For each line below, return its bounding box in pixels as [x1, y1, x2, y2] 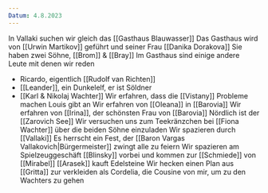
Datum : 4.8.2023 [8, 11, 62, 20]
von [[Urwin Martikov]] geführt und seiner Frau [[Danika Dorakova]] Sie [8, 41, 242, 52]
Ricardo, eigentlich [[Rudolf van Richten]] [19, 74, 156, 83]
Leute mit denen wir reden [8, 59, 95, 68]
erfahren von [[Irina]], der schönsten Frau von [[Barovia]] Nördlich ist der [19, 108, 260, 118]
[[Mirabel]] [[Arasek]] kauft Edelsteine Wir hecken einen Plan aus [19, 158, 234, 168]
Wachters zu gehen [19, 176, 85, 185]
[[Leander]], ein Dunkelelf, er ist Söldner [19, 83, 152, 92]
